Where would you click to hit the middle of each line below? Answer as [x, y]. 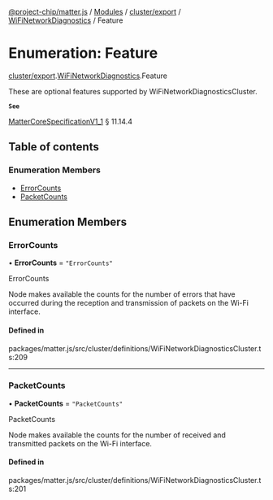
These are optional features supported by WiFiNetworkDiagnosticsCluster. [133, 91]
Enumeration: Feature [83, 53]
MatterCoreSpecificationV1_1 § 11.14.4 [70, 121]
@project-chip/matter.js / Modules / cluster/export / [95, 12]
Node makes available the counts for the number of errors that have [122, 294]
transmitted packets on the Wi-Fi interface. [80, 443]
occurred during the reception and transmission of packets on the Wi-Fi [129, 303]
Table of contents [54, 147]
